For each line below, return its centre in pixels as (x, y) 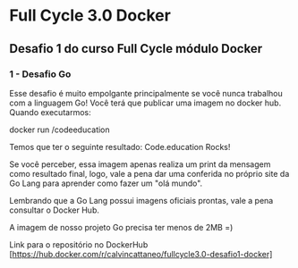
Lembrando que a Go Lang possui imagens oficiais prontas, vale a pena (141, 200)
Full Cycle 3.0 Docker (90, 16)
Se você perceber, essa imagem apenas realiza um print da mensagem (140, 164)
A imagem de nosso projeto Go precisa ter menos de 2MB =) (121, 227)
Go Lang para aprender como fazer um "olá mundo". (106, 183)
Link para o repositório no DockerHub (79, 244)
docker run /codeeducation (60, 130)
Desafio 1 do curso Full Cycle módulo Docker (136, 49)
